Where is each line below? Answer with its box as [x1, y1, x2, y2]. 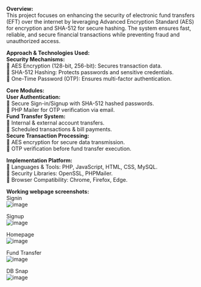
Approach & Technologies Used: [6, 49, 90, 57]
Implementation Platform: [6, 157, 73, 164]
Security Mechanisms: [6, 56, 65, 63]
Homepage [6, 231, 35, 238]
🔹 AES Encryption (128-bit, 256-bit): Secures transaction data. [6, 62, 163, 69]
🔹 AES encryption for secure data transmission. [6, 139, 125, 145]
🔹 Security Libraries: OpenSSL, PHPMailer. [6, 170, 113, 177]
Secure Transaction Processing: [6, 132, 90, 139]
